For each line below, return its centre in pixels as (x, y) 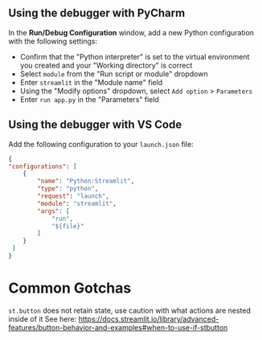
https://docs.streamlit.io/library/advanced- (149, 319)
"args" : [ (53, 211)
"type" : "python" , (68, 189)
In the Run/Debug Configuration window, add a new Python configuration (131, 32)
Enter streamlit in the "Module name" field (91, 82)
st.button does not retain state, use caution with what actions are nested (129, 310)
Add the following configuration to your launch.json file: (101, 144)
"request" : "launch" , (74, 196)
